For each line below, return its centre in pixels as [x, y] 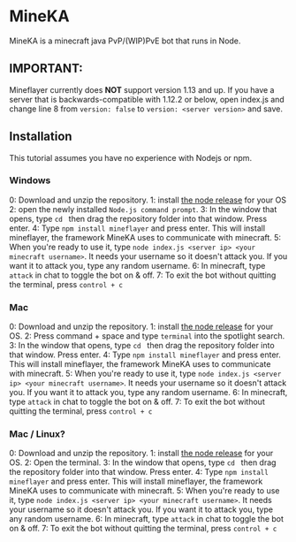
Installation [41, 137]
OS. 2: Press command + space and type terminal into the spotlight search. [147, 336]
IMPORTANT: [46, 69]
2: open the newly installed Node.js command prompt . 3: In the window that [143, 209]
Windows [30, 180]
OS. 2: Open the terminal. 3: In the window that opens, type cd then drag [143, 462]
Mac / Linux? [38, 434]
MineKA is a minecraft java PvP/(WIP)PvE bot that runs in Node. [125, 41]
